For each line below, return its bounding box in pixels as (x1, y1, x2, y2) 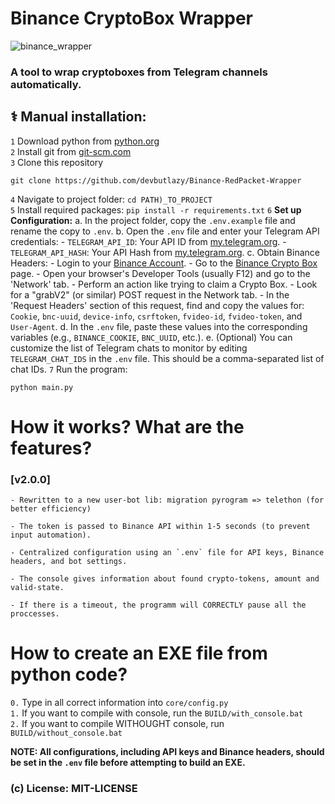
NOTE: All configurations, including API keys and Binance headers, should (10, 746, 325, 758)
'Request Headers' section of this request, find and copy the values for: (10, 299, 305, 311)
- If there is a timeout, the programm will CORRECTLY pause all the (10, 600, 307, 611)
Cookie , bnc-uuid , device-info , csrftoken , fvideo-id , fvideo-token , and (10, 310, 303, 322)
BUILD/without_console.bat (10, 728, 123, 739)
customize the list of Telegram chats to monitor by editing (10, 342, 248, 354)
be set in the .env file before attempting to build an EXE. (10, 757, 246, 769)
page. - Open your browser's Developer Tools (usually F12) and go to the (10, 267, 311, 279)
